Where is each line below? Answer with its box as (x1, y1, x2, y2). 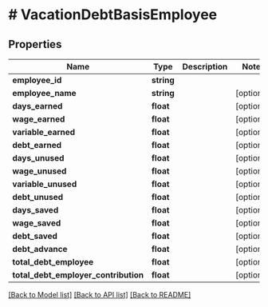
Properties (8, 38, 62, 51)
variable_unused (12, 178, 77, 189)
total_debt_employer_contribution (12, 269, 144, 281)
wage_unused (12, 165, 67, 177)
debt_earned (12, 140, 62, 150)
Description (182, 62, 228, 72)
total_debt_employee (12, 257, 94, 267)
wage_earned (12, 114, 65, 125)
